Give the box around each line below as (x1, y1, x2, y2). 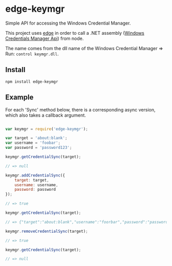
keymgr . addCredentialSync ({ (5, 172, 66, 178)
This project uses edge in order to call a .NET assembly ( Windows (5, 30, 144, 36)
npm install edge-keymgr (5, 79, 58, 84)
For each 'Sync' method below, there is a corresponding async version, (5, 106, 156, 113)
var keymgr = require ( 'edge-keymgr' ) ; (5, 126, 88, 131)
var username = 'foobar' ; (5, 140, 60, 146)
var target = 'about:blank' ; (5, 136, 68, 141)
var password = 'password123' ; (5, 145, 72, 150)
